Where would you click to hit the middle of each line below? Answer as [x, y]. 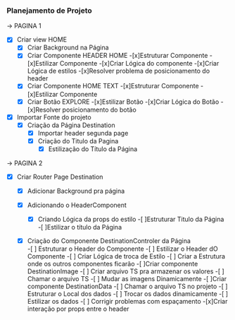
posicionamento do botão [99, 109]
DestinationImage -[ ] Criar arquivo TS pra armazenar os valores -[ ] [126, 271]
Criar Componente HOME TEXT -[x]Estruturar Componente [113, 86]
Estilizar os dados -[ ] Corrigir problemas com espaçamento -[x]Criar [127, 302]
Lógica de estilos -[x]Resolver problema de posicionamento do [119, 71]
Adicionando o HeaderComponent [77, 205]
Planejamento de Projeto [49, 11]
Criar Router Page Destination [60, 177]
